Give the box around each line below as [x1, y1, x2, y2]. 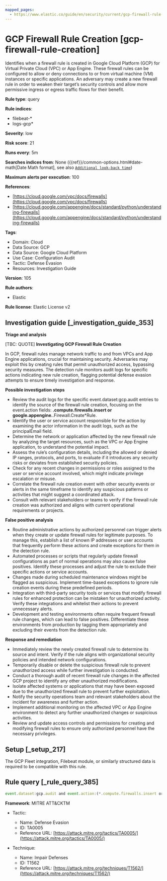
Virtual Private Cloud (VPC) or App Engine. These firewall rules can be [5, 66, 149, 72]
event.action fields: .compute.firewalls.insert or [12, 407, 112, 413]
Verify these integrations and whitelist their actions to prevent [12, 601, 139, 607]
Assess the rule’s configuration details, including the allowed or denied [12, 449, 158, 455]
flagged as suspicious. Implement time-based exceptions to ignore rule [12, 579, 159, 585]
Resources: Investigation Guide [12, 265, 77, 271]
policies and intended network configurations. [12, 657, 107, 663]
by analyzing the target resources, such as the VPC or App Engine [12, 439, 148, 445]
